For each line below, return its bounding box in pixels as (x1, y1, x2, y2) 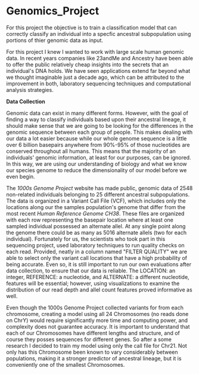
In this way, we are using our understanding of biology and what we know (6, 160, 188, 167)
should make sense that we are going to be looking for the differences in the (6, 122, 194, 129)
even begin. (6, 173, 35, 180)
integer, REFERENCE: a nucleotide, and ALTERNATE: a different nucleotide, (6, 273, 189, 280)
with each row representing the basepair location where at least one (6, 216, 174, 223)
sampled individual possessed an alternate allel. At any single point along (6, 222, 186, 229)
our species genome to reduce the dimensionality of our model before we (6, 166, 187, 174)
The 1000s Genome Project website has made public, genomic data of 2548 (6, 184, 193, 192)
